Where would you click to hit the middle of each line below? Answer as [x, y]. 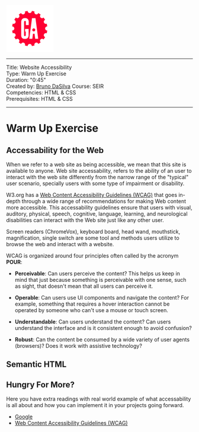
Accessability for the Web [55, 150]
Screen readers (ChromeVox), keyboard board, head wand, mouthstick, [93, 231]
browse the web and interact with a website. [60, 244]
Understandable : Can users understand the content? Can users [93, 322]
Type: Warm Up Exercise [36, 74]
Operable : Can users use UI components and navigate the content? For [102, 298]
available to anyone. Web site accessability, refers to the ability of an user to [99, 171]
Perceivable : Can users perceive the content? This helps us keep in [97, 274]
